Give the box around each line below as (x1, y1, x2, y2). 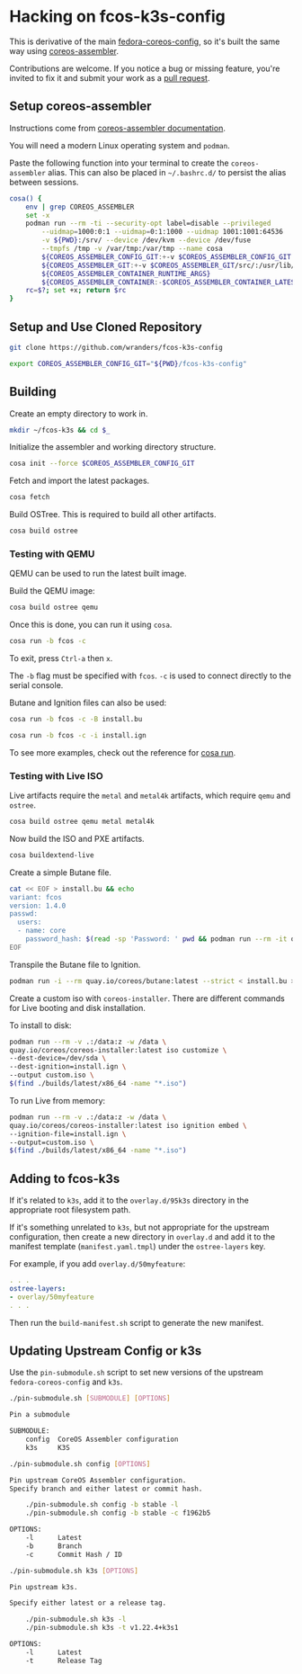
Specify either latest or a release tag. (9, 1598, 167, 1607)
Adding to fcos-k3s (9, 1171, 120, 1186)
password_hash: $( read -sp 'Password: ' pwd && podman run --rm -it (25, 935, 288, 944)
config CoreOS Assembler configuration (25, 1435, 179, 1445)
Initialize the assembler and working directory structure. (9, 442, 217, 452)
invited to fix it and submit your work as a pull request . (9, 72, 210, 83)
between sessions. (9, 176, 79, 187)
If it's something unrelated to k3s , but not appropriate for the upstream (9, 1222, 270, 1233)
